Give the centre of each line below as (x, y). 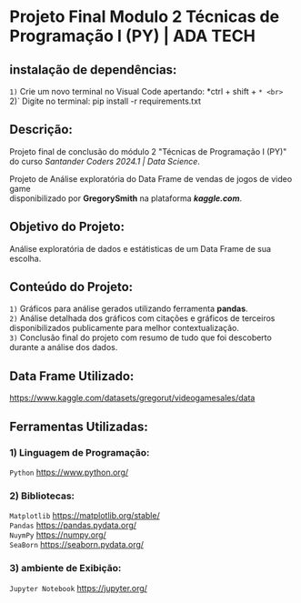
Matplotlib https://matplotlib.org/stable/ (85, 516)
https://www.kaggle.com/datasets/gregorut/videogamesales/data (132, 398)
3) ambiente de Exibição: (65, 568)
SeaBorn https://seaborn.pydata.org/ (76, 545)
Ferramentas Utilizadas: (79, 426)
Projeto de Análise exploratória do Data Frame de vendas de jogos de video (151, 178)
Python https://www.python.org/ (69, 472)
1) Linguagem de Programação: (80, 452)
